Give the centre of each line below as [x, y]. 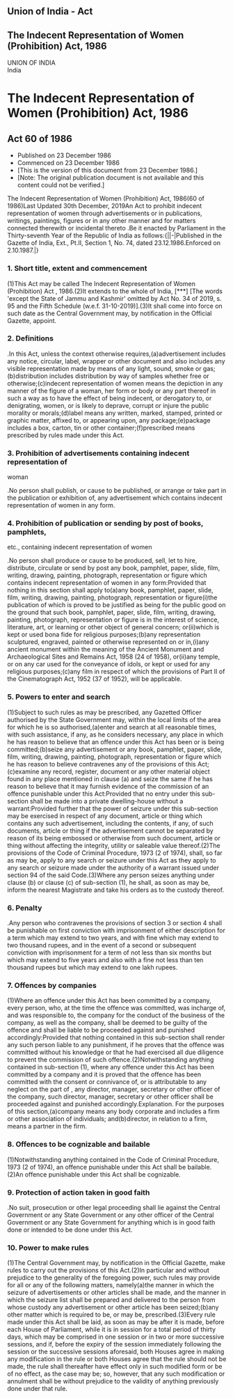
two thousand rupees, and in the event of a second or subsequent [102, 945]
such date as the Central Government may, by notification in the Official [110, 313]
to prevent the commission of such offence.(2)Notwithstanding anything [111, 1060]
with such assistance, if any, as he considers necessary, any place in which [115, 735]
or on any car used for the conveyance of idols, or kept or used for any [109, 664]
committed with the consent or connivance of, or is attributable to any [107, 1082]
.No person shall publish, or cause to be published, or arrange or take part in [117, 491]
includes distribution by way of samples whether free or [129, 376]
